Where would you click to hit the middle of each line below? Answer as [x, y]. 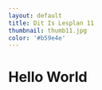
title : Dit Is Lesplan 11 [51, 23]
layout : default [35, 16]
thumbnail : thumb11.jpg [48, 30]
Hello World [48, 77]
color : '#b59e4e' [37, 38]
